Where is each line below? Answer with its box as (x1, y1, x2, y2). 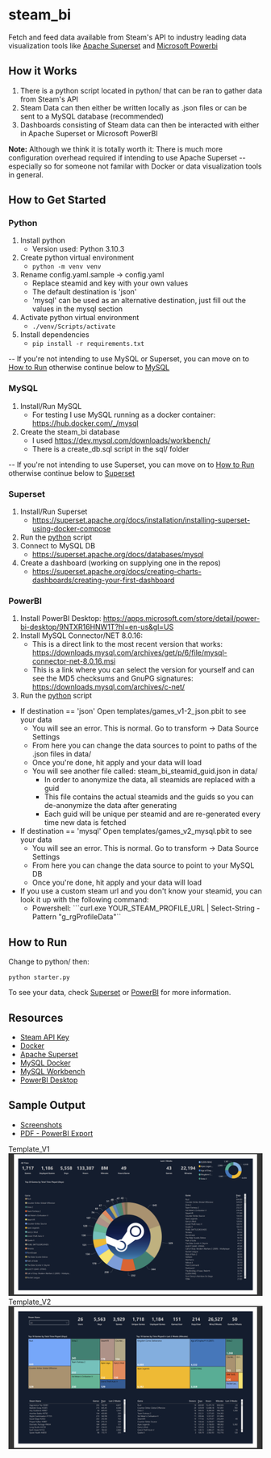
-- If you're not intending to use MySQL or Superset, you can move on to (8, 354, 250, 364)
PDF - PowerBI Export (19, 1128, 94, 1138)
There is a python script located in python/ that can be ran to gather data (19, 85, 263, 95)
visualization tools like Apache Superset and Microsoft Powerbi (8, 40, 218, 50)
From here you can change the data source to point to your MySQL (31, 860, 255, 870)
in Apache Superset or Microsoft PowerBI (19, 128, 159, 138)
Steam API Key (19, 1032, 70, 1042)
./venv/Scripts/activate (31, 323, 116, 331)
